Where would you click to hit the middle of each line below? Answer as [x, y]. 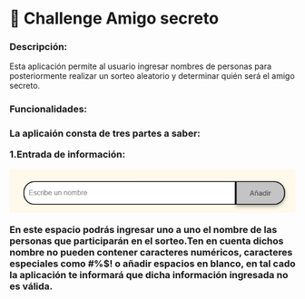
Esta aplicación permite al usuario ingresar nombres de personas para [141, 66]
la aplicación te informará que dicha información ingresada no [149, 275]
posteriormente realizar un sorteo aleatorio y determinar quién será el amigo [152, 76]
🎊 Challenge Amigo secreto [114, 19]
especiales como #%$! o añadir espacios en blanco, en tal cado [152, 264]
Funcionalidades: [49, 110]
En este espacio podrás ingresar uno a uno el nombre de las [143, 230]
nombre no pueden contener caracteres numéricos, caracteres [151, 253]
